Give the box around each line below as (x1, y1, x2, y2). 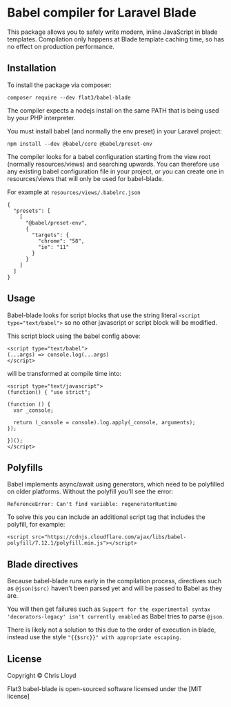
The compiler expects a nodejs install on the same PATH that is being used (7, 106, 219, 115)
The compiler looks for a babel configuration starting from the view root (7, 152, 211, 160)
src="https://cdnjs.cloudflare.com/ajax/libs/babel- (32, 534, 187, 540)
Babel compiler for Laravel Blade (7, 5, 197, 21)
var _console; (13, 406, 54, 414)
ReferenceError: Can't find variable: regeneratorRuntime (7, 501, 177, 508)
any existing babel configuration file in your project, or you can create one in (7, 167, 224, 176)
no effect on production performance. (7, 42, 115, 50)
